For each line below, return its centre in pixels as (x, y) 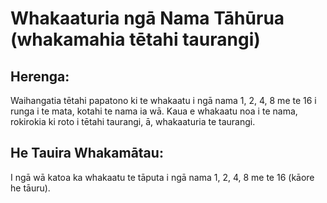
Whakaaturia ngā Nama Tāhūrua (147, 18)
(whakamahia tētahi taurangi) (135, 39)
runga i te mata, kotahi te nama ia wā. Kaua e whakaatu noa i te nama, (154, 111)
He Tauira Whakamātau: (87, 153)
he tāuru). (30, 188)
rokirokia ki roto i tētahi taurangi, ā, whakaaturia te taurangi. (133, 121)
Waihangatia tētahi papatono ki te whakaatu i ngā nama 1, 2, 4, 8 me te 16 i (163, 100)
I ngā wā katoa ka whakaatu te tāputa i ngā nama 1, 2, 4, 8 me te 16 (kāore (162, 177)
